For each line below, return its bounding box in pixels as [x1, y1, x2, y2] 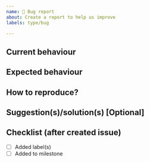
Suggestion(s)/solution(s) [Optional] [6, 107, 145, 117]
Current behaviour [6, 47, 76, 57]
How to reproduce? [6, 87, 79, 97]
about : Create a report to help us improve [6, 14, 116, 20]
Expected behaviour [6, 67, 83, 77]
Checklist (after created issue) [6, 128, 121, 138]
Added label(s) [14, 143, 52, 150]
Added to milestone [14, 150, 63, 157]
